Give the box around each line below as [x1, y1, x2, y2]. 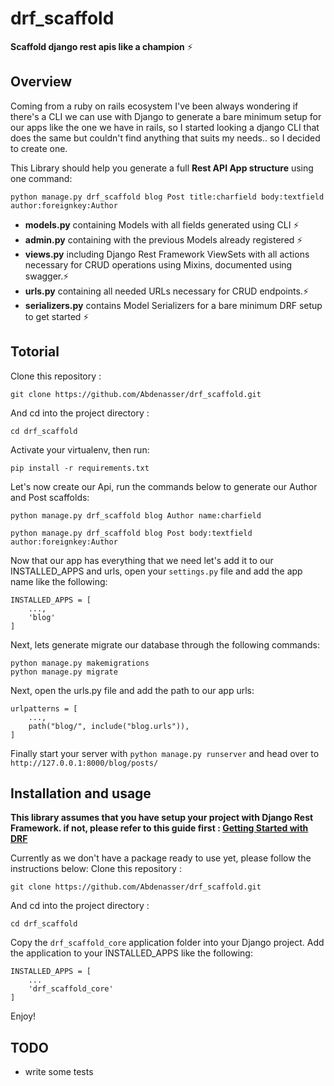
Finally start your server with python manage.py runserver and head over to [10, 747, 320, 759]
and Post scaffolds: [10, 491, 90, 503]
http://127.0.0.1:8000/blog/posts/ [10, 758, 159, 768]
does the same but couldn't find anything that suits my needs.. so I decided [10, 132, 321, 144]
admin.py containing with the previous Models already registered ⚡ [24, 233, 303, 246]
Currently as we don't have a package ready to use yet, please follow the [10, 852, 312, 864]
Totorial [10, 343, 60, 361]
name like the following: [10, 575, 108, 587]
